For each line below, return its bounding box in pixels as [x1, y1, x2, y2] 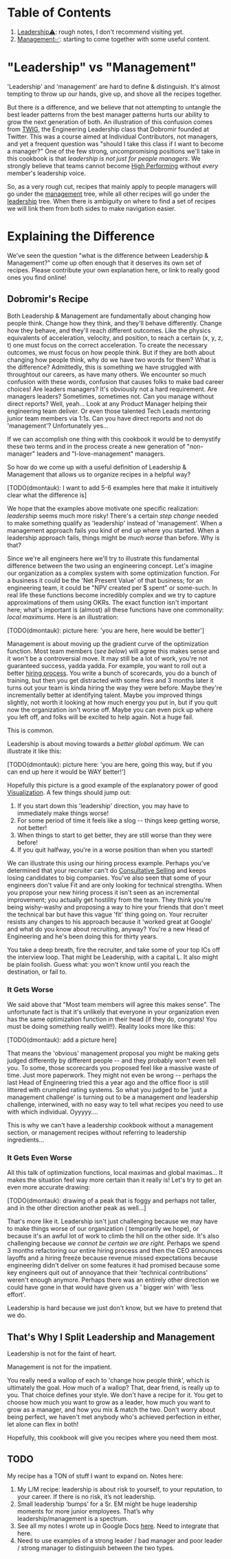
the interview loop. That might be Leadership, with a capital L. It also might [7, 953, 219, 961]
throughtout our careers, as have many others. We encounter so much [7, 370, 206, 379]
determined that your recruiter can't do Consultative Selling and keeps [7, 866, 206, 874]
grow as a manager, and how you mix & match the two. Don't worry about [7, 1405, 216, 1414]
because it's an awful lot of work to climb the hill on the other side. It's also [7, 1232, 220, 1240]
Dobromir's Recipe [7, 293, 89, 305]
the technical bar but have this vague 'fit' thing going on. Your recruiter [7, 910, 208, 918]
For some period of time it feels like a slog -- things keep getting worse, [16, 816, 221, 825]
